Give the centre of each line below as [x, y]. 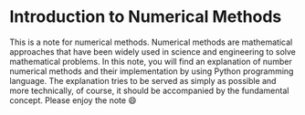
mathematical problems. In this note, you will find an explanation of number [151, 61]
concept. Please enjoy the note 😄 [73, 100]
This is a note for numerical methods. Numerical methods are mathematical [151, 42]
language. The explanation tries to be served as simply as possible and [143, 80]
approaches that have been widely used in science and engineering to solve [153, 51]
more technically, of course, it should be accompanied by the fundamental [149, 90]
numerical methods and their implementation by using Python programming [152, 71]
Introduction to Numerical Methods [146, 17]
